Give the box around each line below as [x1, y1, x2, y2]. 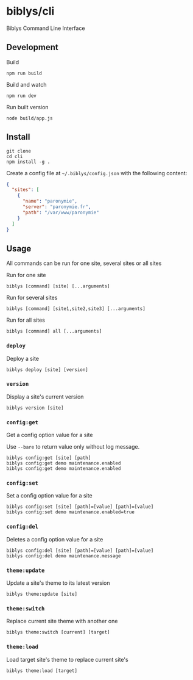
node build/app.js [6, 115, 53, 121]
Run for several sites [6, 294, 58, 302]
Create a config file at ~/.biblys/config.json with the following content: [6, 169, 188, 176]
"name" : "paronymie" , [22, 198, 78, 204]
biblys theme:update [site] [6, 591, 78, 598]
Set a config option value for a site [6, 492, 93, 499]
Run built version [6, 103, 49, 110]
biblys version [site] [6, 405, 64, 411]
